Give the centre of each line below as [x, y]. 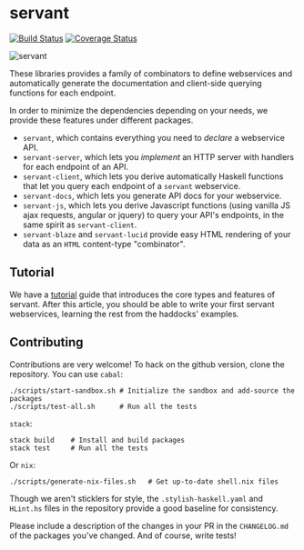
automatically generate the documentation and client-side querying [136, 83]
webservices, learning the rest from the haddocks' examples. [124, 314]
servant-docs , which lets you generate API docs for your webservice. [152, 195]
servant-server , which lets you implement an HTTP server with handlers [158, 156]
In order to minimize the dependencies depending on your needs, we [139, 110]
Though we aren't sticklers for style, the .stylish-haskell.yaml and [137, 498]
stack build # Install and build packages [97, 440]
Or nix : [23, 465]
